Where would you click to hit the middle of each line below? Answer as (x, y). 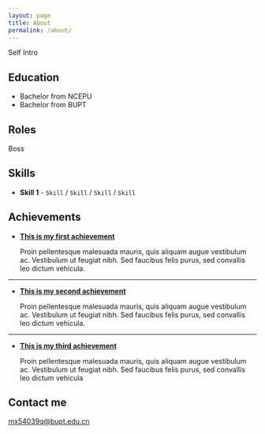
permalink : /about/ (40, 30)
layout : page (30, 15)
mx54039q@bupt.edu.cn (49, 421)
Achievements (45, 217)
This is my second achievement (73, 291)
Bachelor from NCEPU (56, 96)
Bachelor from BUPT (53, 105)
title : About (30, 23)
